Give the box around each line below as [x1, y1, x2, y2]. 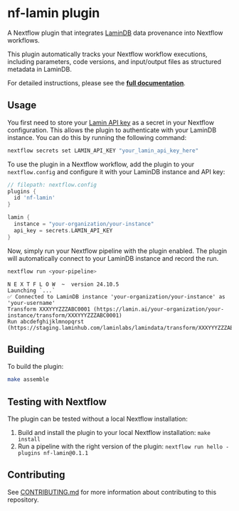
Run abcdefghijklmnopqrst [7, 318, 84, 325]
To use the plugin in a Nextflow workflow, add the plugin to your [7, 160, 195, 168]
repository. [7, 495, 39, 504]
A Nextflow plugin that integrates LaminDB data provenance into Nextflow [7, 28, 223, 37]
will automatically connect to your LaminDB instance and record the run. [7, 254, 219, 262]
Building [7, 343, 45, 355]
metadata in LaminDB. [7, 65, 73, 73]
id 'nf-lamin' [14, 194, 55, 202]
